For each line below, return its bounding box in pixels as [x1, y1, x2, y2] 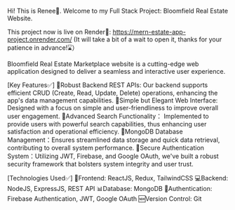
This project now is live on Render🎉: [7, 28, 112, 36]
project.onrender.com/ [7, 35, 72, 44]
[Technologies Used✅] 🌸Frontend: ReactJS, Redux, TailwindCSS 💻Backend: [7, 174, 229, 182]
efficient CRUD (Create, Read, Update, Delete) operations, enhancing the [7, 88, 218, 97]
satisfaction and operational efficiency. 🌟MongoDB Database [7, 127, 184, 136]
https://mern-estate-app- [112, 28, 186, 36]
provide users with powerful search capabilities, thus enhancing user [7, 120, 207, 128]
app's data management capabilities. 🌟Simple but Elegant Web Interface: [7, 96, 218, 105]
